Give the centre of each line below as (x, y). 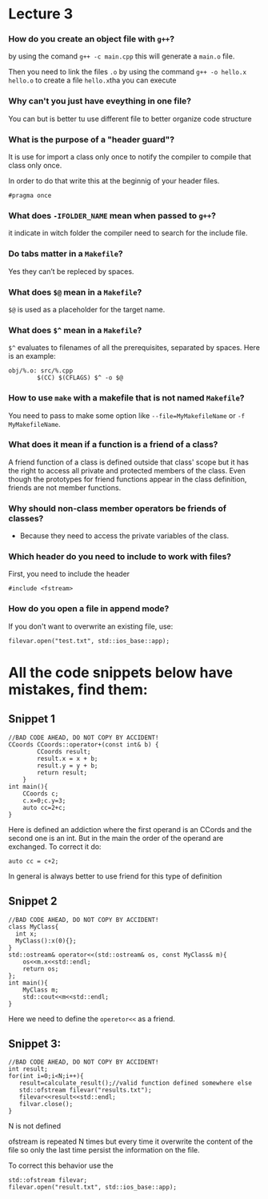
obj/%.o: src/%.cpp (41, 371)
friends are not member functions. (65, 487)
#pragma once (30, 196)
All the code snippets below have (121, 672)
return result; (62, 773)
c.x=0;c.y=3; (44, 801)
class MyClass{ (34, 927)
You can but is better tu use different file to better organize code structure (130, 119)
